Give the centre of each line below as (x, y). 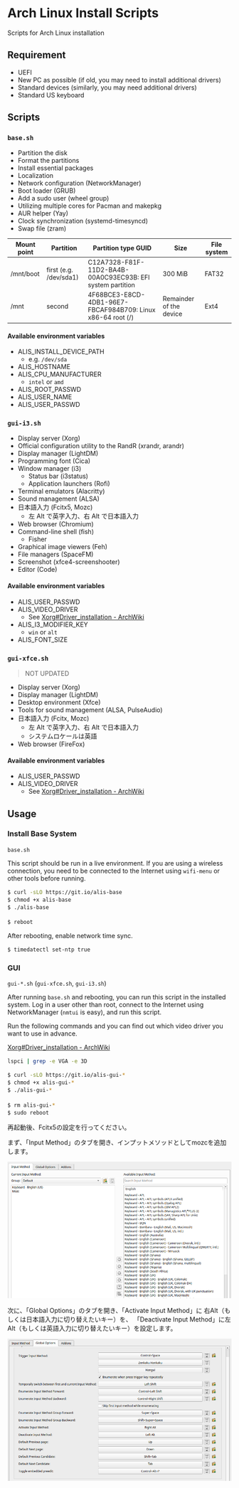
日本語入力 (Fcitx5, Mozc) (55, 507)
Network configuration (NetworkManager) (79, 184)
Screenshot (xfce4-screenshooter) (69, 562)
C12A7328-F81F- (116, 262)
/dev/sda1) (63, 277)
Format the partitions (48, 161)
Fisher (38, 539)
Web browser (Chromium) (55, 524)
